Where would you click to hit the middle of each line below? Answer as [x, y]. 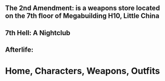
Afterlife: [19, 50]
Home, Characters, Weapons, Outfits [82, 71]
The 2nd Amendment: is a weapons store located [82, 8]
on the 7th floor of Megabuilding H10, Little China [82, 16]
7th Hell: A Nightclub [38, 33]
